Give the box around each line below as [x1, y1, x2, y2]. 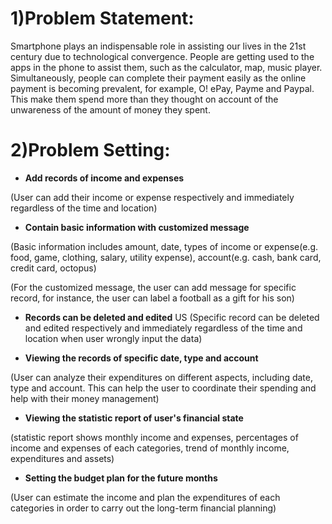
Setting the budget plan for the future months [24, 472, 218, 484]
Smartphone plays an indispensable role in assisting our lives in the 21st [10, 40, 307, 52]
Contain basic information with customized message [24, 221, 250, 233]
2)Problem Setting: [10, 139, 171, 162]
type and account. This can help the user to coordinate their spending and [10, 382, 317, 394]
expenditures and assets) [10, 452, 115, 464]
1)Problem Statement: [10, 7, 195, 30]
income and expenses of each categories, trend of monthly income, [10, 442, 290, 454]
